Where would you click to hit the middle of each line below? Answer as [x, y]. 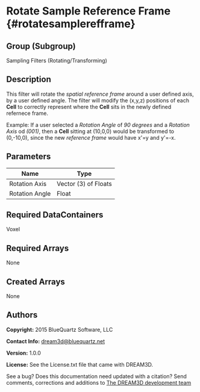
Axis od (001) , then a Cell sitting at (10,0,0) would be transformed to [90, 131]
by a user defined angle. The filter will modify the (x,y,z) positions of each [98, 100]
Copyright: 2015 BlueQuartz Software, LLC [60, 329]
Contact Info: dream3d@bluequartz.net [56, 341]
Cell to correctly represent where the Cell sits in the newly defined [89, 107]
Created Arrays [36, 282]
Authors [22, 315]
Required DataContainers [55, 215]
